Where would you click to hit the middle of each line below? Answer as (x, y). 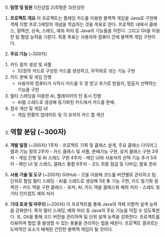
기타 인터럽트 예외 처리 (32, 193)
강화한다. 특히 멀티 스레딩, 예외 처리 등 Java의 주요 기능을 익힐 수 (79, 210)
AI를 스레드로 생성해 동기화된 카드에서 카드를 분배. (66, 102)
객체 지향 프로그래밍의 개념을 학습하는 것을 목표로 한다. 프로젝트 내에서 (79, 24)
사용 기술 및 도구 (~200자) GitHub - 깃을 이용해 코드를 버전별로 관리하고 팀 (83, 174)
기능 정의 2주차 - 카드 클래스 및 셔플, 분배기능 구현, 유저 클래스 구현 (85, 151)
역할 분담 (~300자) (38, 132)
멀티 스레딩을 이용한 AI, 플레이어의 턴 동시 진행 (55, 96)
